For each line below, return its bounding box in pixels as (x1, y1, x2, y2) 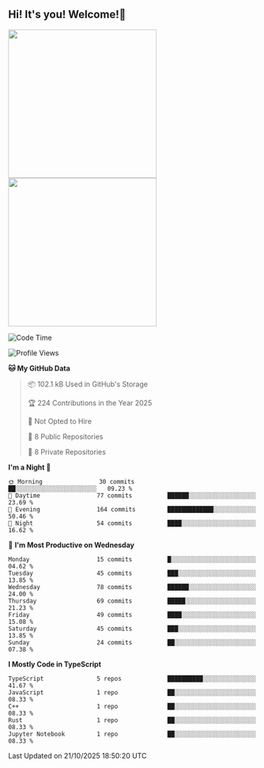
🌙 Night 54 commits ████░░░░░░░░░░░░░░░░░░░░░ (8, 519, 257, 527)
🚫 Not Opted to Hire (27, 416, 92, 426)
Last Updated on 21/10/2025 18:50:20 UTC (8, 751, 147, 760)
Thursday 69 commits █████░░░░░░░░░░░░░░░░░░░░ (8, 597, 257, 605)
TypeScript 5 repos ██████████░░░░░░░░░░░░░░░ (8, 675, 257, 682)
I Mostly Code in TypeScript (8, 659, 101, 669)
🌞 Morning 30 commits (8, 477, 135, 485)
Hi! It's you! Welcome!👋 (8, 8, 126, 21)
